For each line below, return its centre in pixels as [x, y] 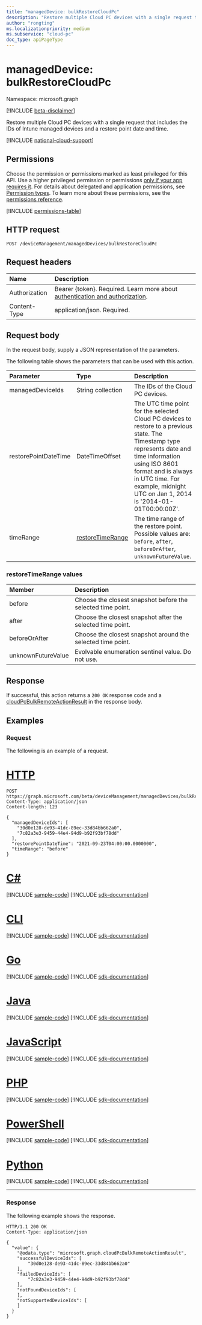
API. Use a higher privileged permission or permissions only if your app [94, 180]
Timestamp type [157, 441]
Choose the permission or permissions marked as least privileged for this [97, 174]
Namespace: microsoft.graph [42, 99]
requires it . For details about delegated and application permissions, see [96, 186]
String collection [99, 390]
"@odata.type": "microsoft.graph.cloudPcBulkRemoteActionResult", [102, 1253]
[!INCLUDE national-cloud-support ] [50, 140]
